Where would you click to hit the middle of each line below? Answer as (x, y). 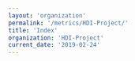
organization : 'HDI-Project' (56, 38)
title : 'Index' (33, 30)
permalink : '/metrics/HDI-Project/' (68, 23)
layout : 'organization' (47, 15)
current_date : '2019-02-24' (54, 45)
